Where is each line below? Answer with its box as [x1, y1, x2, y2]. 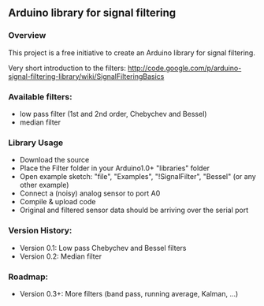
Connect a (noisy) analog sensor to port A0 [19, 188, 161, 198]
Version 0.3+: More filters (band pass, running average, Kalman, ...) [19, 289, 239, 298]
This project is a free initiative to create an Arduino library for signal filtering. [8, 47, 256, 58]
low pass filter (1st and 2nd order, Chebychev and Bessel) [19, 109, 207, 118]
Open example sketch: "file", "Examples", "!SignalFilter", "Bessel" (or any [19, 172, 256, 181]
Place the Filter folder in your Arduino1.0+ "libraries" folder [19, 163, 210, 173]
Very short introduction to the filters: [8, 63, 126, 73]
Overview [8, 30, 46, 41]
